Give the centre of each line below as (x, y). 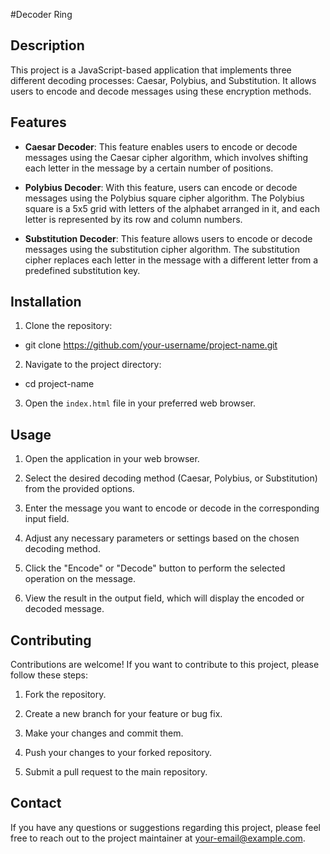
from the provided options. (79, 489)
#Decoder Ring (41, 14)
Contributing (51, 640)
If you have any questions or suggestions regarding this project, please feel (165, 827)
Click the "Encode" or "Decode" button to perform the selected (155, 568)
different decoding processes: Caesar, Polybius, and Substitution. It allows (163, 80)
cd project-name (59, 384)
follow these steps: (49, 675)
